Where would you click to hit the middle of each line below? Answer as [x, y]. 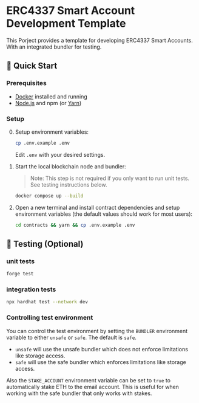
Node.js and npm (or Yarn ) [48, 103]
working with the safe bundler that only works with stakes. [79, 393]
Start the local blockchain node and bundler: [70, 166]
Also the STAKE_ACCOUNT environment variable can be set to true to [89, 380]
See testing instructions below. [69, 184]
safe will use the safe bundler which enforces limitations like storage [100, 362]
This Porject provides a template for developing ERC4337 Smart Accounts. [99, 40]
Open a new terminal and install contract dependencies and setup [97, 207]
